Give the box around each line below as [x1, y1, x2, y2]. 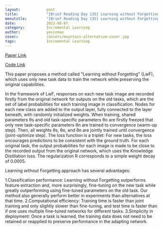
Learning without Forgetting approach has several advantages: [5, 168, 130, 173]
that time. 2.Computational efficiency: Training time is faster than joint [5, 198, 144, 204]
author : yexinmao [5, 30, 64, 35]
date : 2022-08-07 [5, 20, 68, 26]
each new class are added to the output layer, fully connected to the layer [5, 106, 152, 112]
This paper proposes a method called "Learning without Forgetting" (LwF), [5, 71, 154, 77]
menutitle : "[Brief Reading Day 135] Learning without [5, 16, 136, 21]
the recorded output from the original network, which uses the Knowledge [5, 148, 153, 153]
